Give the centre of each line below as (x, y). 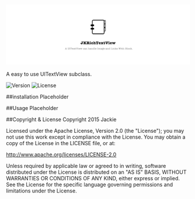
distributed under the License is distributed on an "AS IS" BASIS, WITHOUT (96, 172)
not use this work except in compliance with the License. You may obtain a (96, 137)
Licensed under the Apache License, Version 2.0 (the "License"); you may (95, 131)
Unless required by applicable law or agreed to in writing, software (86, 166)
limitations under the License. (41, 191)
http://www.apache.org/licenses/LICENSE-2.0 (61, 155)
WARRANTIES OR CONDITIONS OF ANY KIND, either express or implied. (93, 178)
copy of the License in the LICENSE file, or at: (61, 143)
